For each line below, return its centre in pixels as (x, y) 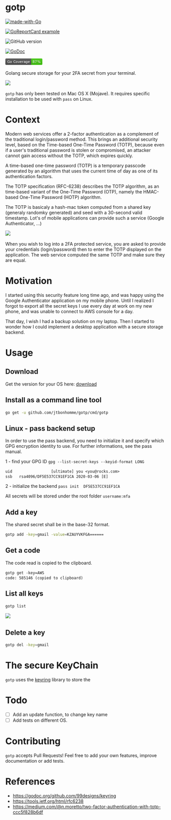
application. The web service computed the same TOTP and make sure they (85, 254)
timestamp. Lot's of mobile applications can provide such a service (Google (85, 218)
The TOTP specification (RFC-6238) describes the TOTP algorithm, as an (82, 186)
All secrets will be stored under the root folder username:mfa (68, 496)
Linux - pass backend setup (50, 428)
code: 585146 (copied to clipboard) (44, 578)
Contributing (33, 741)
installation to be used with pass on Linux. (49, 99)
